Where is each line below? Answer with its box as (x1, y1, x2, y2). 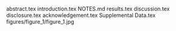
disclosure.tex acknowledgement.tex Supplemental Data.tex (6, 12, 156, 19)
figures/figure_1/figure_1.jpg (6, 18, 74, 25)
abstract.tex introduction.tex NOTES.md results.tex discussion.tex (6, 5, 170, 12)
